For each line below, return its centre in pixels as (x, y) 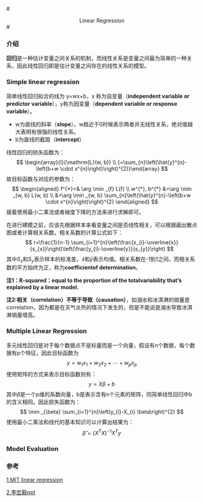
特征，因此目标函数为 (52, 352)
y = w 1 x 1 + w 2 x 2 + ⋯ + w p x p (102, 363)
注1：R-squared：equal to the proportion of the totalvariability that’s (94, 280)
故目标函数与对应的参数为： (41, 179)
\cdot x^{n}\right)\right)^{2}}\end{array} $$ (114, 168)
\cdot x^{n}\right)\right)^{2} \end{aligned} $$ (102, 201)
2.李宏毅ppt (21, 492)
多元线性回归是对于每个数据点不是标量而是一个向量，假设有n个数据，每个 (98, 345)
